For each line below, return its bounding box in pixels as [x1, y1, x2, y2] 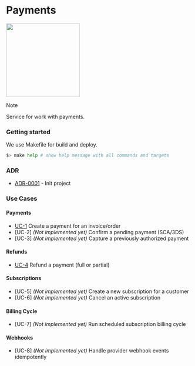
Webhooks [6, 334, 33, 341]
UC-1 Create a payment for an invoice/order [14, 222, 121, 229]
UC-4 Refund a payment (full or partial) [14, 261, 110, 268]
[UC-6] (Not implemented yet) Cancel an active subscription [14, 294, 160, 301]
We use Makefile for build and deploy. [6, 141, 98, 148]
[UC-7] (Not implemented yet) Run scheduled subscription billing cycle [14, 321, 186, 328]
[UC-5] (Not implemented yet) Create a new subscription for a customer [14, 288, 189, 295]
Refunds [6, 248, 28, 255]
